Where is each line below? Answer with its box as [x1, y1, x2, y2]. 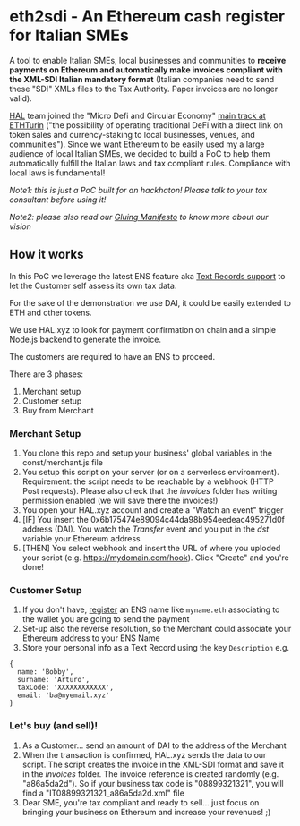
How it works [9, 247, 84, 262]
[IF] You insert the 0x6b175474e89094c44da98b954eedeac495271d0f [21, 515, 285, 525]
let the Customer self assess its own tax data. [9, 280, 177, 291]
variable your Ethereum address [21, 533, 141, 544]
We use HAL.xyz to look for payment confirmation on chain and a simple [9, 324, 276, 335]
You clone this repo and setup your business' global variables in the [21, 447, 273, 458]
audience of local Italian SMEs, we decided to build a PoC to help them [9, 148, 270, 158]
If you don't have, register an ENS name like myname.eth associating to [21, 604, 280, 615]
